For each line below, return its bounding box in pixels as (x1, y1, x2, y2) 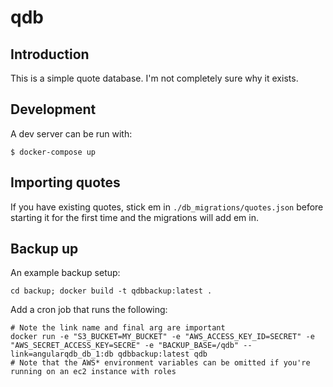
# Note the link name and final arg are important (10, 323, 226, 333)
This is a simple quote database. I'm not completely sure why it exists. (10, 72, 299, 84)
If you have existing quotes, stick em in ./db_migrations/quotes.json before (10, 201, 324, 213)
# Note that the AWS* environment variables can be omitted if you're (10, 358, 311, 368)
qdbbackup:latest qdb (117, 349, 208, 360)
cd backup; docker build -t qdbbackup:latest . (10, 286, 213, 296)
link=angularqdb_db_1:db (10, 349, 114, 360)
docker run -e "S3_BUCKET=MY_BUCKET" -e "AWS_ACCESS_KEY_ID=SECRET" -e (10, 332, 315, 342)
